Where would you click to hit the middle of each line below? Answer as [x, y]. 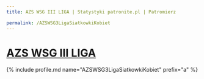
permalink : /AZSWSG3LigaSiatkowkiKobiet [59, 23]
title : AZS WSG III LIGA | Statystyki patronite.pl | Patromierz [91, 12]
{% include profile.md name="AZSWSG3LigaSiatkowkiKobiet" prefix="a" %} [102, 70]
